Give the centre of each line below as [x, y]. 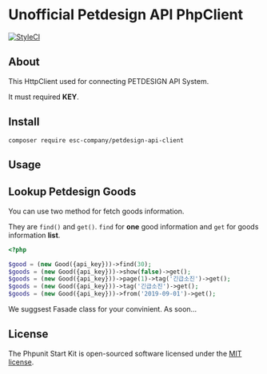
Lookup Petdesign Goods [72, 192]
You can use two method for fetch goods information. [96, 211]
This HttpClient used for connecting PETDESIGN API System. [109, 81]
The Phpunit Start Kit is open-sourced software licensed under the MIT [125, 353]
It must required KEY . [44, 97]
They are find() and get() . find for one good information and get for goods [133, 226]
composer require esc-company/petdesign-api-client [96, 140]
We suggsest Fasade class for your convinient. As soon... [103, 309]
